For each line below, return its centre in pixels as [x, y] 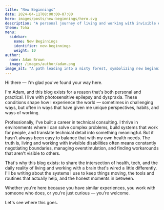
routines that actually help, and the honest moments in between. [70, 178]
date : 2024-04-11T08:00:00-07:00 [39, 14]
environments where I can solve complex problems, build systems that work [82, 127]
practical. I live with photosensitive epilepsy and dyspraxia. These [71, 97]
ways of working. [22, 113]
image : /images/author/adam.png [42, 64]
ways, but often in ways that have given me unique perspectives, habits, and [82, 107]
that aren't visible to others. [33, 153]
